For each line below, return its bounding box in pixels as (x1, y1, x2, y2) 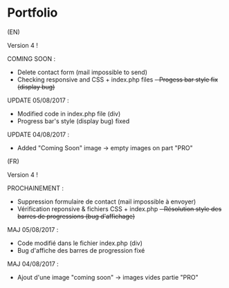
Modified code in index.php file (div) (17, 109, 121, 118)
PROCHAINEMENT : (7, 183, 64, 192)
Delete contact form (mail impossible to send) (17, 68, 147, 76)
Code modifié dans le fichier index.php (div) (17, 239, 143, 247)
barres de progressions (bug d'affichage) (17, 212, 136, 220)
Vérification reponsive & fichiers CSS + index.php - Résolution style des (17, 204, 222, 213)
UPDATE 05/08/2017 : (7, 96, 69, 105)
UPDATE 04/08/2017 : (7, 130, 70, 138)
